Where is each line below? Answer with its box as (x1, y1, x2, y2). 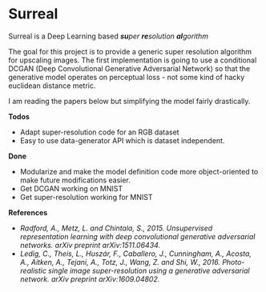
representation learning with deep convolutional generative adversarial (19, 231, 256, 241)
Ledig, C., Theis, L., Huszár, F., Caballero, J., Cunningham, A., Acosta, (19, 249, 252, 258)
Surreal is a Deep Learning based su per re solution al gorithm (8, 31, 209, 41)
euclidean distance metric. (8, 81, 96, 90)
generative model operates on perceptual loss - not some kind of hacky (8, 72, 245, 82)
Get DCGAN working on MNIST (19, 183, 123, 193)
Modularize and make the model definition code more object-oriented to (19, 166, 259, 176)
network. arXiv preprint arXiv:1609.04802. (19, 274, 160, 284)
